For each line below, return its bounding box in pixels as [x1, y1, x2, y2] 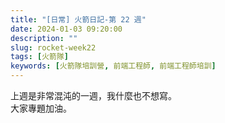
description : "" [10, 33, 78, 43]
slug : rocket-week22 [10, 42, 97, 53]
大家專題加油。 [10, 102, 72, 114]
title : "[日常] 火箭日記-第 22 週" [10, 14, 147, 25]
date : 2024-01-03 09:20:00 [10, 24, 123, 34]
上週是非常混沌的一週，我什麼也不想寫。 [10, 90, 177, 101]
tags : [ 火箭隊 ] [10, 52, 70, 62]
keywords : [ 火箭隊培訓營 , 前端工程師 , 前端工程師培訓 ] [10, 61, 217, 71]
